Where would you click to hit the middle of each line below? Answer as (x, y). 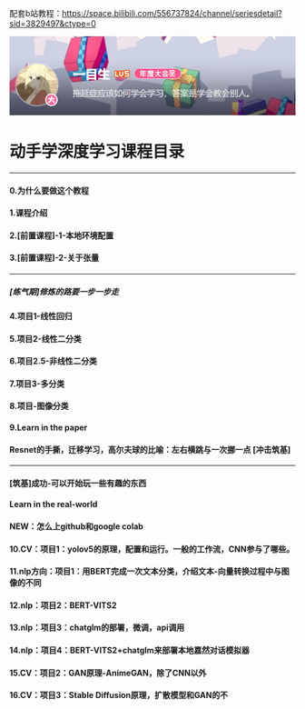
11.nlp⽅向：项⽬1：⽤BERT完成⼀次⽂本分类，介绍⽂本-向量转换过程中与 (145, 572)
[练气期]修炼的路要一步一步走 (64, 291)
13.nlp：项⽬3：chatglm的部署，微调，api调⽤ (97, 628)
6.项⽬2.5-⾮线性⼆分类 (54, 361)
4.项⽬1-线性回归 (41, 315)
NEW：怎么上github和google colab (76, 526)
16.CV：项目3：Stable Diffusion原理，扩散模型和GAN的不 (119, 695)
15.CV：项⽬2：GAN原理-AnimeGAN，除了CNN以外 (108, 673)
